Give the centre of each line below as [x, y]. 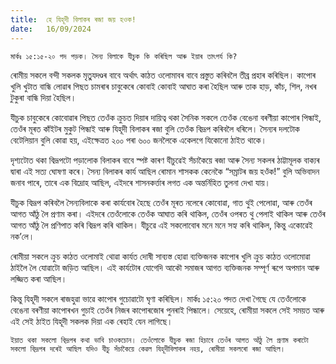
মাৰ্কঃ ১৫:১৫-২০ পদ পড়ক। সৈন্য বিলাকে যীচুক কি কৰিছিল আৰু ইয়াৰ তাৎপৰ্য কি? [124, 56]
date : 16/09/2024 [51, 29]
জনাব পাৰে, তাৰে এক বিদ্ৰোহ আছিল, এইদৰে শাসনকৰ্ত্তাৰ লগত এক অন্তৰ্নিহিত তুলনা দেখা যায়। [140, 182]
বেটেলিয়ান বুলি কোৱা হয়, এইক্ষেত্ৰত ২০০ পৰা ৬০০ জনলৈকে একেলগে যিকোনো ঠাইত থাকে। [138, 140]
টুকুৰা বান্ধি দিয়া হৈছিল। [43, 97]
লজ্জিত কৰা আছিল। [39, 278]
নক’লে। [22, 236]
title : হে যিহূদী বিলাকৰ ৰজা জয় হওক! [73, 19]
